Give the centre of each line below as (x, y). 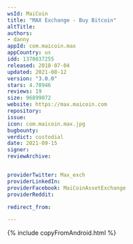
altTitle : (22, 26)
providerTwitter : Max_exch (46, 175)
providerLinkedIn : (34, 181)
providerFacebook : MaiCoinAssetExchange (67, 188)
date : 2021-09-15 (32, 144)
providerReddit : (31, 195)
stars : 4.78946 (29, 85)
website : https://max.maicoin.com (57, 105)
